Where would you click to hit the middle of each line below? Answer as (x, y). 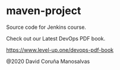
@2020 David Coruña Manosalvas (48, 61)
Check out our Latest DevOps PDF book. (56, 38)
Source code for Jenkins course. (46, 27)
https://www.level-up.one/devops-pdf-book (60, 50)
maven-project (44, 11)
